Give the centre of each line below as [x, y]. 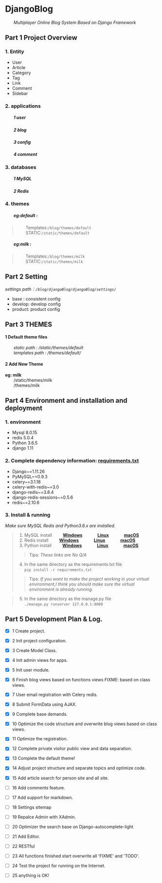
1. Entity [15, 52]
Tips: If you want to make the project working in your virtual [89, 579]
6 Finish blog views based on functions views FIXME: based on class [81, 679]
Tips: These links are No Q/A [58, 555]
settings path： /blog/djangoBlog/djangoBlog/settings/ [61, 289]
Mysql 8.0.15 [25, 432]
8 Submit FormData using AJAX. [44, 704]
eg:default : [26, 215]
